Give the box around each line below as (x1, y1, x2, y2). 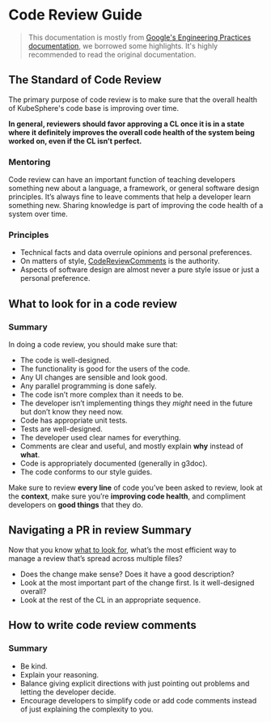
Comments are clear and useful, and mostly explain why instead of (19, 441, 244, 451)
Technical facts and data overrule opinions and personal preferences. (19, 248, 252, 257)
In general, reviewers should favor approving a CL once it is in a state (8, 119, 245, 129)
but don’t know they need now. (19, 407, 124, 417)
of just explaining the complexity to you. (19, 704, 154, 714)
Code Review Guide (8, 6, 143, 24)
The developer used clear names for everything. (19, 433, 181, 443)
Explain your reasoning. (19, 669, 100, 679)
